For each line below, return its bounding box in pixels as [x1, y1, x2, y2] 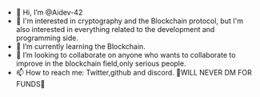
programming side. [15, 33, 78, 42]
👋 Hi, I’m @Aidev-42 [15, 8, 83, 17]
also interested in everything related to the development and [15, 25, 215, 34]
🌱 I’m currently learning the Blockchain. [15, 42, 146, 51]
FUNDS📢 [15, 79, 46, 88]
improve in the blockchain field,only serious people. [15, 59, 186, 68]
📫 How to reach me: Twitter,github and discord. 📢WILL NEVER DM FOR [15, 68, 252, 77]
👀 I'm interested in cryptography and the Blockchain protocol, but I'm [15, 16, 244, 26]
